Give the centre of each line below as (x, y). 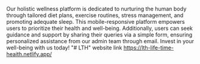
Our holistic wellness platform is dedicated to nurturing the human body (97, 9)
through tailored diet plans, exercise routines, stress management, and (95, 15)
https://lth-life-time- (148, 48)
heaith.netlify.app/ (29, 54)
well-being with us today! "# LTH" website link (64, 48)
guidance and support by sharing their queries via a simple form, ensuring (99, 35)
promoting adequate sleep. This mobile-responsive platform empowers (95, 22)
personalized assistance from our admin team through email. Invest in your (100, 41)
